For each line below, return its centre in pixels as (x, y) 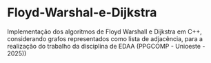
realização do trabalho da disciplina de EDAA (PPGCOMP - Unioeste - (106, 46)
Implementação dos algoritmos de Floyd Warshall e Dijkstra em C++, (104, 32)
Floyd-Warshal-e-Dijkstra (82, 13)
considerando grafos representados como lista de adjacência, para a (105, 38)
